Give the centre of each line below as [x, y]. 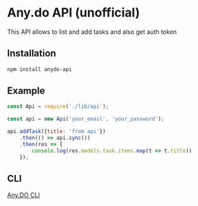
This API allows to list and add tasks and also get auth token [92, 32]
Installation [32, 53]
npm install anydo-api [40, 69]
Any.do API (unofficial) [74, 13]
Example [26, 91]
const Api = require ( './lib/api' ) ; [58, 107]
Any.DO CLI [23, 195]
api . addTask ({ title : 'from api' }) [57, 132]
